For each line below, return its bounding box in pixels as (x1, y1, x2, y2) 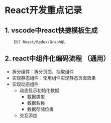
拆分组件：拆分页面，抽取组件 (12, 68, 74, 74)
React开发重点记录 (5, 4, 82, 16)
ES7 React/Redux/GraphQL (14, 39, 66, 44)
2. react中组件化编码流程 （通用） (5, 54, 110, 63)
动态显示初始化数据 (19, 87, 60, 93)
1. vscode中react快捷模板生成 (5, 26, 98, 34)
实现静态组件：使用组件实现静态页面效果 (12, 74, 96, 80)
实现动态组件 (12, 81, 39, 87)
